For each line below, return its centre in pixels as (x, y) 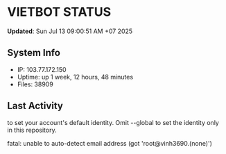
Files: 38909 (35, 84)
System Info (34, 53)
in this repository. (32, 130)
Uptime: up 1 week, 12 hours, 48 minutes (75, 77)
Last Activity (35, 106)
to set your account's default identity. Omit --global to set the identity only (113, 122)
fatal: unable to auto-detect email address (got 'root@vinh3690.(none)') (110, 143)
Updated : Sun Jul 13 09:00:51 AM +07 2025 (70, 31)
